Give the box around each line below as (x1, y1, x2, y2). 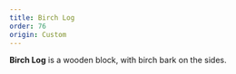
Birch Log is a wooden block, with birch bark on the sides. (9, 55, 227, 66)
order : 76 (9, 22, 47, 31)
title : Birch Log (9, 13, 75, 23)
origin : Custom (9, 30, 67, 39)
